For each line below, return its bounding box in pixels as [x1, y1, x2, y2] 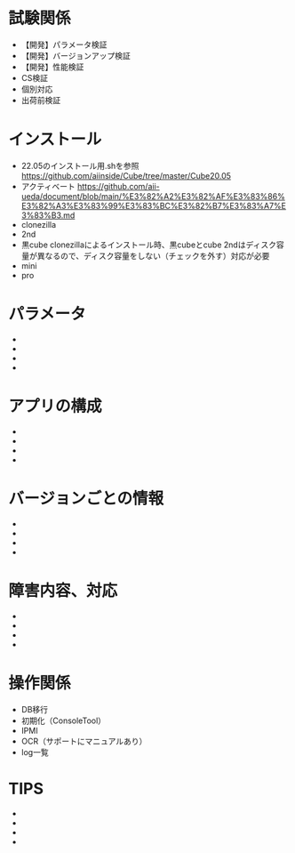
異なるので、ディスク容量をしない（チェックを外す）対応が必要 [36, 250, 270, 261]
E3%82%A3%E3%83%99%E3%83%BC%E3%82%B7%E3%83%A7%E [20, 200, 286, 211]
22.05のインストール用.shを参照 [20, 160, 140, 171]
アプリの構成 [8, 397, 103, 416]
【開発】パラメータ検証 [20, 39, 108, 50]
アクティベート [20, 181, 76, 191]
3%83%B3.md [20, 210, 76, 221]
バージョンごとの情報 [8, 488, 164, 508]
